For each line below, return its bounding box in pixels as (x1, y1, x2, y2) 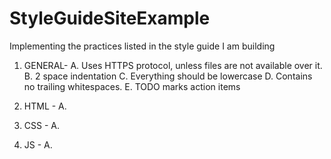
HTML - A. (23, 100, 67, 112)
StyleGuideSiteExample (9, 7, 211, 30)
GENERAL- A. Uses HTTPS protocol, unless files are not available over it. (23, 59, 323, 71)
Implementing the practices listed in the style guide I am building (9, 40, 276, 52)
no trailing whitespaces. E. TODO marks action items (23, 80, 241, 92)
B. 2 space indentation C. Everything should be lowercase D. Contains (23, 70, 313, 82)
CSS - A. (23, 119, 60, 131)
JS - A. (23, 138, 53, 151)
